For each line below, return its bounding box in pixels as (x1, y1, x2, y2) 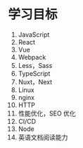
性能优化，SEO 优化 (18, 109, 76, 118)
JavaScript (18, 30, 50, 39)
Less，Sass (18, 61, 53, 69)
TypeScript (18, 69, 51, 78)
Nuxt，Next (18, 77, 53, 86)
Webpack (18, 52, 46, 61)
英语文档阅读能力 (18, 132, 68, 142)
